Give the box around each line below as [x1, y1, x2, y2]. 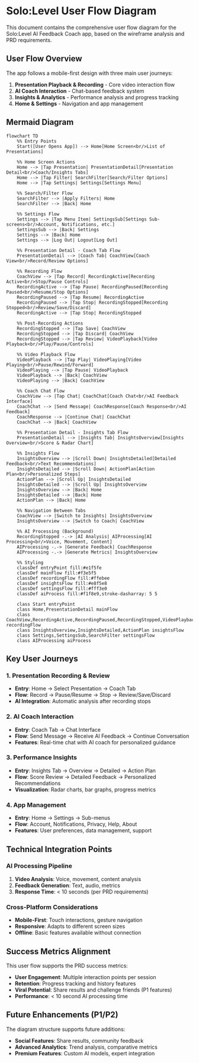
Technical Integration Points [6, 844, 113, 854]
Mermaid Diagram [6, 117, 74, 127]
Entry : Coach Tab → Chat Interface [14, 726, 101, 733]
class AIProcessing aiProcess [17, 637, 92, 643]
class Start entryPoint [17, 601, 76, 607]
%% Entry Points [17, 138, 57, 144]
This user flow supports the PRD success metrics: [6, 962, 129, 969]
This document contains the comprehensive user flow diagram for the [6, 24, 176, 31]
